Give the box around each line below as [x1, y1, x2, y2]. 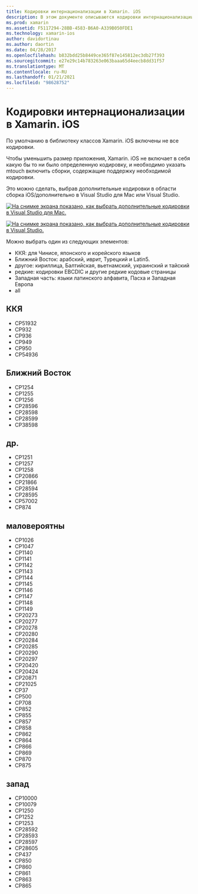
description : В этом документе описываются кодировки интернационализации [6, 14, 194, 20]
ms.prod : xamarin [6, 19, 49, 25]
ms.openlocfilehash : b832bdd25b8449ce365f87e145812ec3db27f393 [6, 52, 165, 58]
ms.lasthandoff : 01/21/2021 [6, 74, 75, 80]
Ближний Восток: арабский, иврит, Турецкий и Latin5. [14, 256, 150, 263]
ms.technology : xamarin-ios [6, 31, 75, 37]
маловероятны [6, 521, 65, 531]
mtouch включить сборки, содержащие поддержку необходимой [6, 167, 171, 174]
